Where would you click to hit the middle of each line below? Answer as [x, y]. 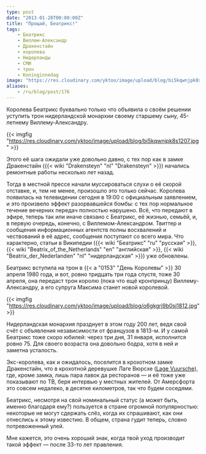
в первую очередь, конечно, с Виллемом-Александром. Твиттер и [94, 223]
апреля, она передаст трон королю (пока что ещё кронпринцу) [90, 280]
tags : [13, 29]
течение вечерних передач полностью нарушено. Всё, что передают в [100, 210]
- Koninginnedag [38, 75]
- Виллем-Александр [42, 40]
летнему [17, 122]
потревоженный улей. [35, 426]
